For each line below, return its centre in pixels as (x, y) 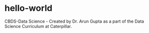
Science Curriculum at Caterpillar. (38, 26)
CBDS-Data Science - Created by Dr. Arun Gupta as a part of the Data (74, 21)
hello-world (29, 8)
